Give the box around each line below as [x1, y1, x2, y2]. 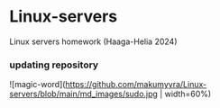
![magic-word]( [9, 79, 66, 90]
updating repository [9, 58, 99, 71]
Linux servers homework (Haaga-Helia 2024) [9, 36, 178, 47]
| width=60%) [159, 88, 212, 100]
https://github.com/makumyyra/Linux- [65, 79, 207, 90]
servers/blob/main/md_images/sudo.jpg [9, 88, 158, 100]
